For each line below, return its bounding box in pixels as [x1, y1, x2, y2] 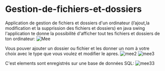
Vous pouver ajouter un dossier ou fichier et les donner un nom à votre [5, 45, 150, 51]
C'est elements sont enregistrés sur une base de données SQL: [5, 60, 135, 66]
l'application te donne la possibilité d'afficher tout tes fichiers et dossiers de [5, 30, 160, 36]
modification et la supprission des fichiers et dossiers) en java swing [5, 25, 145, 31]
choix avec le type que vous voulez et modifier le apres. [5, 51, 119, 57]
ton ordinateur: [5, 36, 36, 42]
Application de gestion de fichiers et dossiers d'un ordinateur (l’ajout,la [5, 20, 150, 26]
